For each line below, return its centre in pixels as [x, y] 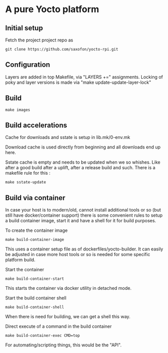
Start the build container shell [36, 298]
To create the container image [37, 230]
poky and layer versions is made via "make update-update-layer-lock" [78, 82]
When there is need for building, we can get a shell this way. [68, 317]
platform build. [20, 260]
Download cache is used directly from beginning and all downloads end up [83, 147]
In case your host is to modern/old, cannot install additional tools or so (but [83, 210]
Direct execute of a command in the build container [59, 326]
